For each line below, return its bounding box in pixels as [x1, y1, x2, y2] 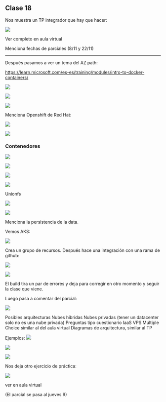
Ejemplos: [5, 335, 26, 341]
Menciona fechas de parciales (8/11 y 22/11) [5, 45, 94, 51]
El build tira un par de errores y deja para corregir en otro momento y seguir [5, 281, 160, 287]
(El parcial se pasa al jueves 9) [5, 392, 67, 398]
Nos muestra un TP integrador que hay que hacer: [5, 17, 107, 23]
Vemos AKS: [5, 229, 31, 235]
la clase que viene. [5, 286, 43, 292]
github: [5, 253, 20, 259]
